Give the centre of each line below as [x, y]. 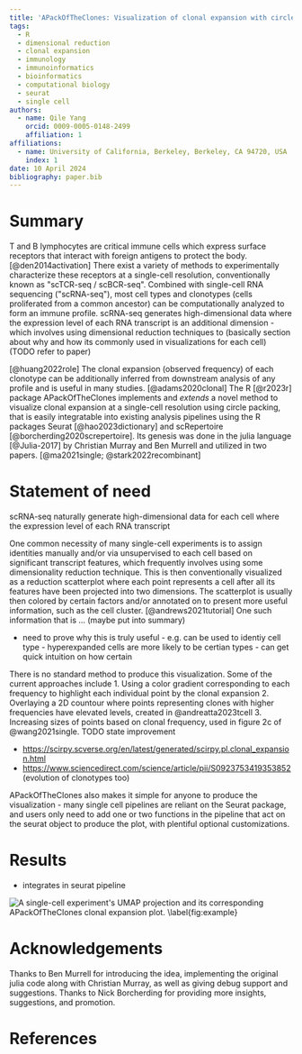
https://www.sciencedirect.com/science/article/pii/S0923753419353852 [156, 768]
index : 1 [42, 160]
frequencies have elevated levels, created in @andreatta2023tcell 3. [136, 713]
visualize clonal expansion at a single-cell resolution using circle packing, [145, 407]
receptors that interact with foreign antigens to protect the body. [128, 256]
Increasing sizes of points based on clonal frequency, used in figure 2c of [146, 722]
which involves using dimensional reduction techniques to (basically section [150, 332]
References [53, 1039]
